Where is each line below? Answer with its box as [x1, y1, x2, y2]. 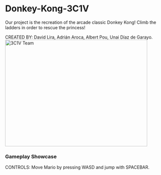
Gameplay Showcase [5, 153, 57, 160]
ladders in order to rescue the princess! [5, 24, 85, 30]
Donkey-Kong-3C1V [5, 3, 89, 14]
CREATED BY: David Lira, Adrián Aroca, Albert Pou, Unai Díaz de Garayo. [5, 34, 153, 40]
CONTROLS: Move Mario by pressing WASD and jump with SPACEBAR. [5, 164, 150, 171]
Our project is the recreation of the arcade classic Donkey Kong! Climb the [5, 19, 157, 25]
